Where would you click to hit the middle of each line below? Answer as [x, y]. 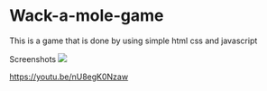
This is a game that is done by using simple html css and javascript [133, 41]
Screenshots [33, 59]
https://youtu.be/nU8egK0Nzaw [69, 77]
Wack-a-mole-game [87, 16]
